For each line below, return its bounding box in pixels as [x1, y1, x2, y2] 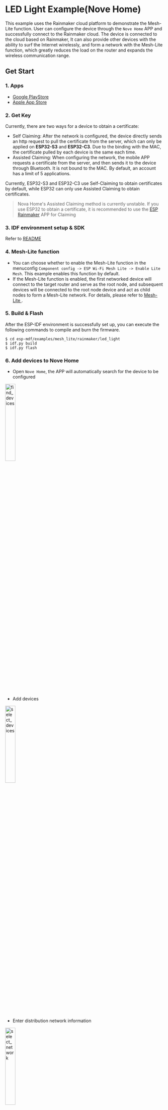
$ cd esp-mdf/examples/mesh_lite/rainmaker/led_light [5, 336, 121, 341]
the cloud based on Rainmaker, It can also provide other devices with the [5, 36, 156, 42]
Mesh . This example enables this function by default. [12, 270, 120, 276]
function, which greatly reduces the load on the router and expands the [5, 47, 153, 53]
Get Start [5, 67, 34, 76]
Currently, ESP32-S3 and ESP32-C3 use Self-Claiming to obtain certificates [5, 180, 162, 186]
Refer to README [5, 236, 42, 242]
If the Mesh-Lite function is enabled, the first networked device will [12, 276, 152, 282]
